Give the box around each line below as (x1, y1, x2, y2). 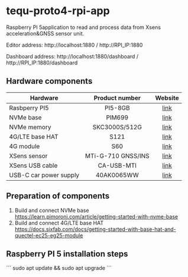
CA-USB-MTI (98, 161, 137, 170)
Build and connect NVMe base (14, 207, 89, 214)
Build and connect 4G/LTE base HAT (14, 219, 104, 226)
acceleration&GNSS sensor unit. (6, 30, 85, 37)
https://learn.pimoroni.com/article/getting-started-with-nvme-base (14, 213, 179, 220)
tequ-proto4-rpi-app (6, 4, 111, 18)
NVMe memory (9, 123, 51, 131)
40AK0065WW (95, 171, 139, 179)
